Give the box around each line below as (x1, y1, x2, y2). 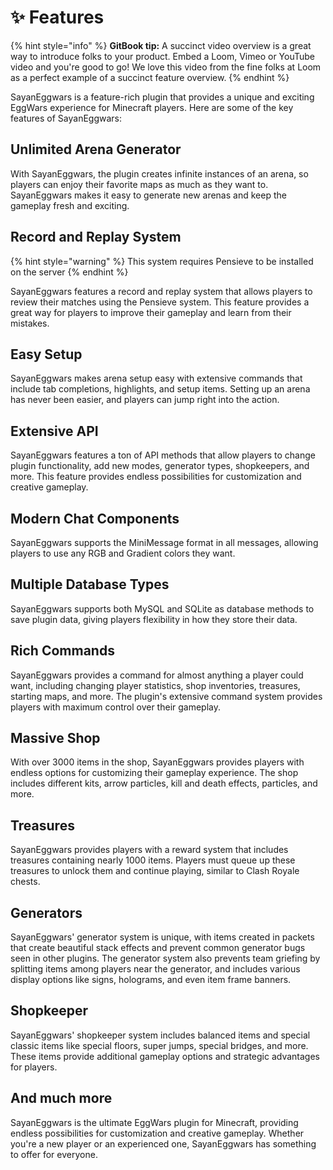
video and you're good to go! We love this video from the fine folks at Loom (10, 61, 322, 73)
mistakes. (10, 317, 50, 329)
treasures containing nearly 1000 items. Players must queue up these (10, 854, 296, 866)
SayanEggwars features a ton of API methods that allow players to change (10, 449, 316, 461)
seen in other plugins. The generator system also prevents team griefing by (10, 952, 321, 965)
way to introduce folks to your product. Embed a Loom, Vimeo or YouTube (10, 50, 316, 62)
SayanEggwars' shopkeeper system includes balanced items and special (10, 1029, 311, 1041)
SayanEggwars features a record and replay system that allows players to (10, 285, 313, 297)
